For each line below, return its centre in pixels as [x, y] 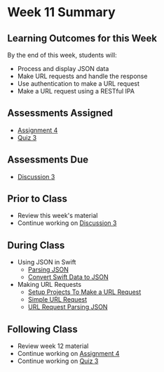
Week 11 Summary [61, 12]
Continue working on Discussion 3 [67, 223]
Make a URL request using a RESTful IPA [76, 91]
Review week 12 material [53, 346]
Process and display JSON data [63, 69]
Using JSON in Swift [47, 262]
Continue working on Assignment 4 [68, 354]
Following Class [43, 329]
